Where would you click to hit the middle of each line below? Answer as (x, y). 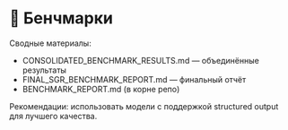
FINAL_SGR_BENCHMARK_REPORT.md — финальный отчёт (134, 79)
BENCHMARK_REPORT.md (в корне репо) (101, 89)
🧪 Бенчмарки (61, 18)
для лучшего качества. (53, 116)
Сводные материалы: (50, 43)
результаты (44, 70)
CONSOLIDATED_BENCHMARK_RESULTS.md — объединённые (141, 60)
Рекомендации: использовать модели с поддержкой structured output (144, 106)
